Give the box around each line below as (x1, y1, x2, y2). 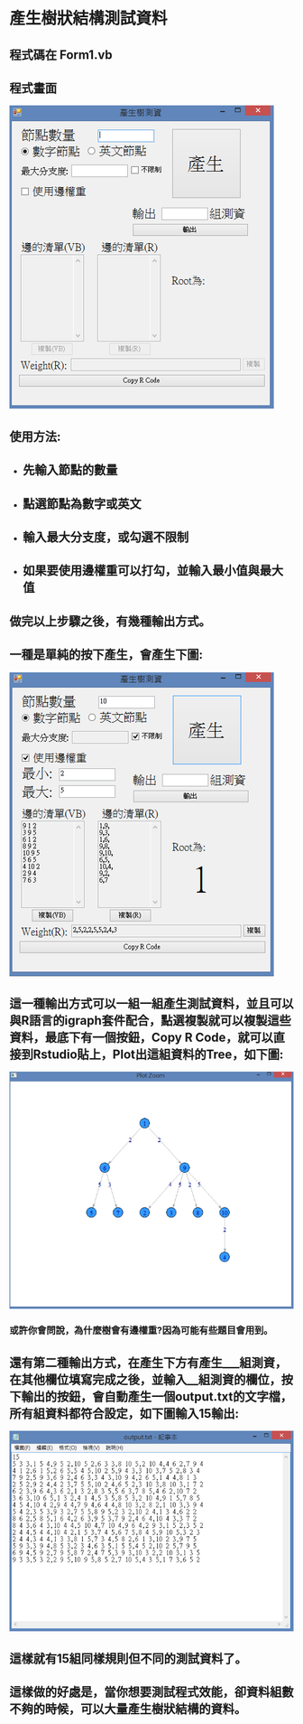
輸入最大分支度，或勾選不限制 (22, 529, 189, 545)
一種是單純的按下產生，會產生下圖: (9, 647, 204, 662)
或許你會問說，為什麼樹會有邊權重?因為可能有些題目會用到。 (9, 1325, 273, 1337)
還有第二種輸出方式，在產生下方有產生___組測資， (9, 1354, 287, 1370)
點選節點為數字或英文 (22, 496, 142, 511)
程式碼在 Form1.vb (9, 47, 113, 62)
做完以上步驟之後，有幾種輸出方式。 (9, 614, 211, 629)
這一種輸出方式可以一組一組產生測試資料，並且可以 (9, 996, 294, 1011)
